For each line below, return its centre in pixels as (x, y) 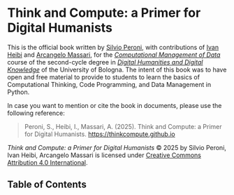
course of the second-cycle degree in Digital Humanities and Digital (105, 62)
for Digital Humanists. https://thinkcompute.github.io (100, 134)
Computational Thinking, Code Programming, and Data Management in (109, 84)
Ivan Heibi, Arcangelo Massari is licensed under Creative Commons (104, 155)
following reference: (36, 113)
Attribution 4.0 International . (47, 162)
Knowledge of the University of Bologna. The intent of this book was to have (117, 69)
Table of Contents (47, 185)
